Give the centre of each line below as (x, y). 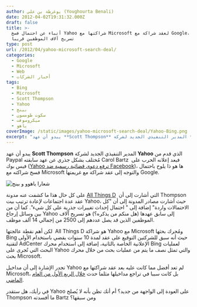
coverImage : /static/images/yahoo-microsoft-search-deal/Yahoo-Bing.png (97, 132)
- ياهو (19, 126)
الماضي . (15, 279)
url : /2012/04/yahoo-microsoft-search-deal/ (61, 50)
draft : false (22, 22)
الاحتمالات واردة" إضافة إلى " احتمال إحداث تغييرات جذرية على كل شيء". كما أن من (98, 207)
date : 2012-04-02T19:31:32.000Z (45, 17)
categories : (21, 55)
